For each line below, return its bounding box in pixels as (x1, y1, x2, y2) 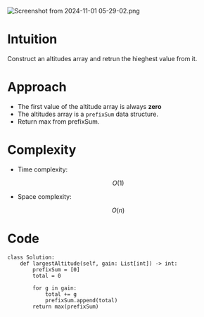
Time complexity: (17, 165, 68, 174)
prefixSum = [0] (32, 266, 80, 273)
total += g (44, 290, 77, 298)
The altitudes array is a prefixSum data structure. (17, 110, 159, 118)
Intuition (7, 32, 58, 47)
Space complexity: (17, 192, 72, 200)
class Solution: (7, 254, 55, 261)
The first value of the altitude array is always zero (17, 102, 162, 110)
